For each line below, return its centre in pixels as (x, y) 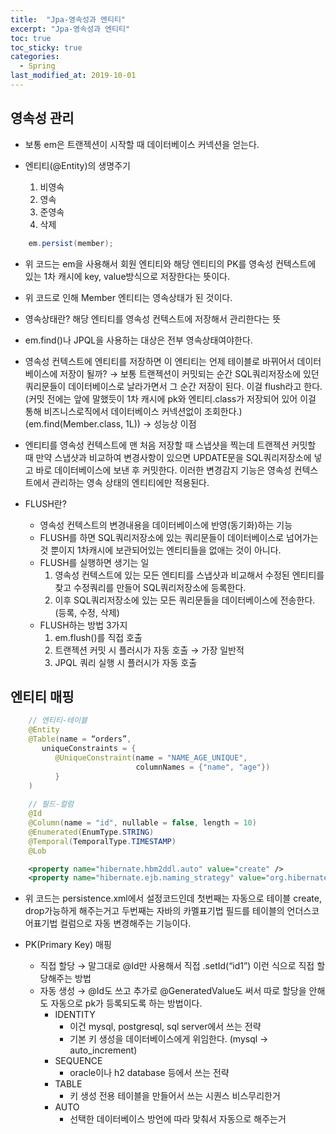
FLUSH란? (45, 503)
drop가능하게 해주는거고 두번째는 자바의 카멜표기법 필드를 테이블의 (154, 911)
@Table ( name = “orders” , (80, 739)
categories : (35, 57)
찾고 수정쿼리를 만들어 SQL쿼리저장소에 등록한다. (150, 587)
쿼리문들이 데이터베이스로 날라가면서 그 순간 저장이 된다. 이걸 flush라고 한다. (173, 386)
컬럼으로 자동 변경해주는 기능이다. (125, 923)
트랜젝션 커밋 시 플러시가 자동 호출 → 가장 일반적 (149, 650)
